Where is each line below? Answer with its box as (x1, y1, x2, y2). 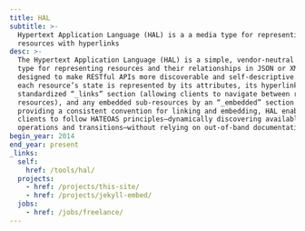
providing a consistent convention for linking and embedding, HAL (17, 106, 279, 115)
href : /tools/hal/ (25, 166, 95, 175)
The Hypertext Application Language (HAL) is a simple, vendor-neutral (17, 55, 295, 65)
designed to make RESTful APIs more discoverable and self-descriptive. (17, 73, 299, 82)
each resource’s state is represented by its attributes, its (17, 81, 258, 90)
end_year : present (9, 140, 79, 149)
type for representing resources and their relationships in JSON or (17, 65, 286, 74)
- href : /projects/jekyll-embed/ (25, 191, 152, 200)
